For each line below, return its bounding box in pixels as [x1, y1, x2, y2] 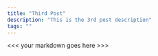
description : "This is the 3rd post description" [7, 16, 153, 23]
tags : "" [7, 23, 32, 29]
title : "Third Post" [7, 10, 67, 17]
